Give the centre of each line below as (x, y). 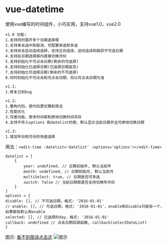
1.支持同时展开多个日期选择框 (32, 40)
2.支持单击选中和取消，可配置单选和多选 (42, 45)
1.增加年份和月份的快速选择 (30, 136)
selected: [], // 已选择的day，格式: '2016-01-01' (57, 217)
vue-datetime (35, 9)
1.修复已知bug (19, 92)
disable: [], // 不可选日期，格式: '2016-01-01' (55, 201)
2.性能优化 (15, 112)
